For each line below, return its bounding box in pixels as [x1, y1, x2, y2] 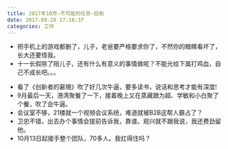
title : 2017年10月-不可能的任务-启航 [7, 10, 105, 17]
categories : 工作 [7, 23, 55, 30]
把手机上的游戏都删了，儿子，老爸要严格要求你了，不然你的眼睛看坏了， [16, 43, 221, 51]
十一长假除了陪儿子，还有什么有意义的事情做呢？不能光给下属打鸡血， [16, 60, 216, 68]
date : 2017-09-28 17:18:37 [7, 16, 84, 23]
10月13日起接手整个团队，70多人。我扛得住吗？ [16, 135, 151, 143]
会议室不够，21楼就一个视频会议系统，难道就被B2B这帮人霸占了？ [16, 108, 203, 117]
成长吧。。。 [29, 68, 60, 76]
